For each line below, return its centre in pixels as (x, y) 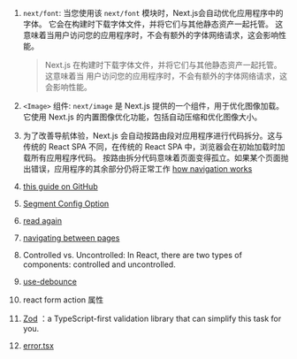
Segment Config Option (66, 203)
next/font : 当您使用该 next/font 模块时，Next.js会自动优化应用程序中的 (153, 13)
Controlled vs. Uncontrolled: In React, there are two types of (132, 255)
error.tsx (38, 346)
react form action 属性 (63, 300)
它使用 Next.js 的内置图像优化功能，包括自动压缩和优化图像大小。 (142, 117)
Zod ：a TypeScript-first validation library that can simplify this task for (152, 318)
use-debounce (50, 282)
